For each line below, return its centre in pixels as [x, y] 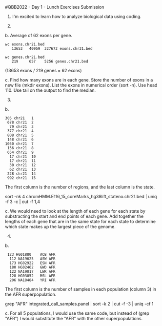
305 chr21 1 [20, 118]
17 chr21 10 [23, 157]
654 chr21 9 [20, 152]
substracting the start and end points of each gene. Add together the [74, 216]
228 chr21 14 [21, 174]
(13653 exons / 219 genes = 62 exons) [43, 71]
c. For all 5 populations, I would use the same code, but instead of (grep [77, 313]
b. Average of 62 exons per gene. [39, 35]
